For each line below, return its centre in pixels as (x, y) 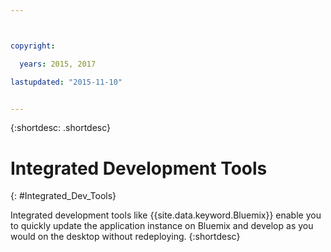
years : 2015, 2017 (58, 64)
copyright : (33, 46)
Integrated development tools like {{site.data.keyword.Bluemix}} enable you (166, 215)
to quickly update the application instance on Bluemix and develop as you (162, 226)
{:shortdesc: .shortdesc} (61, 128)
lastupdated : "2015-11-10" (66, 82)
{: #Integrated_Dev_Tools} (63, 196)
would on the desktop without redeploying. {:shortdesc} (125, 237)
